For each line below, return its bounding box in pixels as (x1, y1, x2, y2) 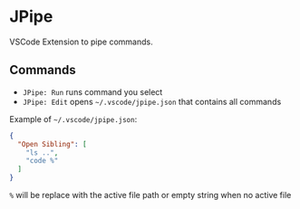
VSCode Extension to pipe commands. (9, 36, 153, 47)
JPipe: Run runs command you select (22, 86, 163, 97)
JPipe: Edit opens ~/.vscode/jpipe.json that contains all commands (22, 96, 282, 107)
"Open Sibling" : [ (17, 139, 88, 148)
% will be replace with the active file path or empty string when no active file (9, 190, 292, 200)
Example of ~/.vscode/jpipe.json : (9, 113, 138, 124)
